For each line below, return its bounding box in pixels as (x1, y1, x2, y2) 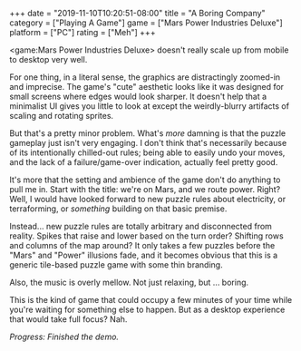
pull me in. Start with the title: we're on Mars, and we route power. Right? (9, 184, 281, 194)
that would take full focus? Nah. (9, 314, 128, 325)
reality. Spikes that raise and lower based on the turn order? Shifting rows (9, 230, 284, 241)
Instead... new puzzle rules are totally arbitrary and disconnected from (9, 221, 272, 231)
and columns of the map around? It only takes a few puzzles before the (9, 240, 276, 250)
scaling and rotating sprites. (9, 111, 114, 121)
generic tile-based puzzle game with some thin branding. (9, 259, 224, 270)
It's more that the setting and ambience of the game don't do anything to (9, 174, 281, 185)
